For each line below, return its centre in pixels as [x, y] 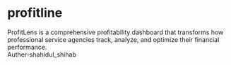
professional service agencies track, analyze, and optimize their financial [113, 39]
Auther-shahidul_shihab [42, 55]
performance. [27, 47]
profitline [35, 13]
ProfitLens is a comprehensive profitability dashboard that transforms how [115, 32]
